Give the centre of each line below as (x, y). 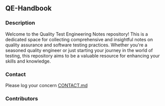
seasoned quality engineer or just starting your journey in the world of (79, 50)
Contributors (22, 98)
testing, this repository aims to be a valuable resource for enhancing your (83, 56)
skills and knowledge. (28, 61)
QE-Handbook (29, 8)
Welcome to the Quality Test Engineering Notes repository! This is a (77, 34)
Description (20, 23)
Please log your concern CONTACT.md (47, 85)
